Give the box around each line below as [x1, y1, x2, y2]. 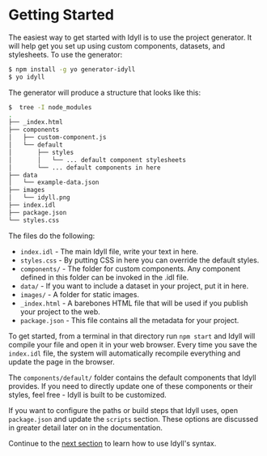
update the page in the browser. [8, 356, 115, 366]
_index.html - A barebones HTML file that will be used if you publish [19, 298, 248, 308]
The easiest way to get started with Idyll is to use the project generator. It [8, 32, 252, 42]
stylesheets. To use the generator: [8, 49, 123, 59]
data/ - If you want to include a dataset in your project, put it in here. [19, 281, 249, 291]
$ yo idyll [8, 73, 45, 81]
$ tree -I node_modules [8, 103, 92, 111]
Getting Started [8, 6, 115, 24]
